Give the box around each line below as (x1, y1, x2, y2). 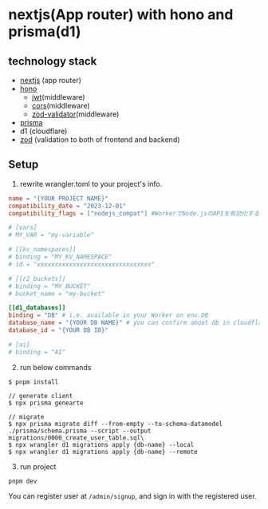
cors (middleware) (31, 101, 90, 110)
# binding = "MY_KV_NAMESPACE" (8, 253, 112, 261)
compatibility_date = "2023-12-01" (8, 202, 127, 210)
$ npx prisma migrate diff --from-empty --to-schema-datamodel (8, 420, 223, 428)
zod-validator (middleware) (31, 109, 120, 119)
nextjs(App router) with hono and (8, 6, 234, 24)
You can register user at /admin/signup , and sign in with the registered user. (8, 491, 257, 500)
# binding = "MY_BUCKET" (8, 282, 91, 290)
